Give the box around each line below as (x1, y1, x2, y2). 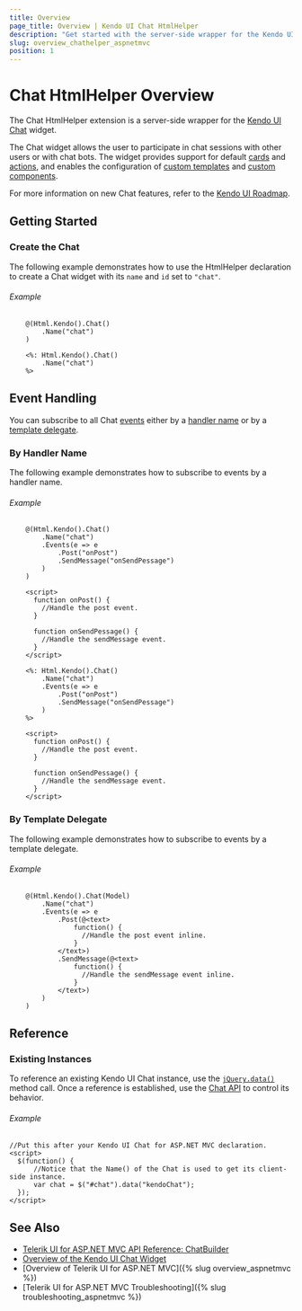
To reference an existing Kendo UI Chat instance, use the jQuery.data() (9, 1073, 276, 1084)
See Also (9, 1220, 60, 1236)
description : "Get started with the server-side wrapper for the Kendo (9, 30, 283, 39)
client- (258, 1165, 288, 1174)
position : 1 (9, 47, 54, 56)
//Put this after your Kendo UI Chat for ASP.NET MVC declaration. (9, 1140, 268, 1150)
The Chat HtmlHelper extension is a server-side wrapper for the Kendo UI (9, 115, 281, 126)
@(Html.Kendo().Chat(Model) (25, 891, 130, 900)
